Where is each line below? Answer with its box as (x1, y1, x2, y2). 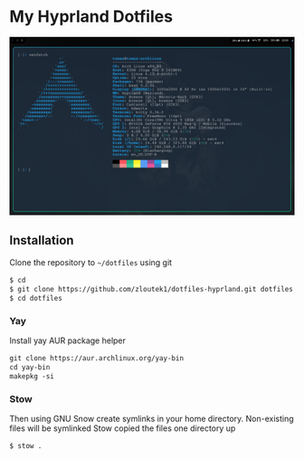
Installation (9, 233, 74, 248)
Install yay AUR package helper (9, 335, 127, 346)
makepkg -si (9, 372, 54, 381)
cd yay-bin (9, 363, 51, 372)
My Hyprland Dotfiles (9, 6, 174, 27)
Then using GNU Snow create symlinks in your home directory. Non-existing (9, 414, 294, 425)
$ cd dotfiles (9, 293, 63, 302)
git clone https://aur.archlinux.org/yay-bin (9, 354, 184, 363)
